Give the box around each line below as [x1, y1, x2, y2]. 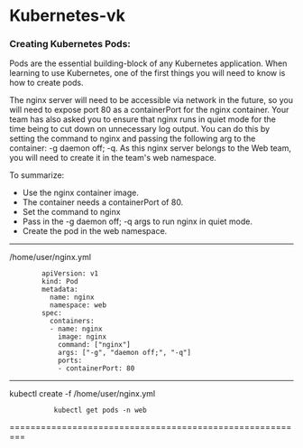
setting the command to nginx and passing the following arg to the [9, 133, 256, 145]
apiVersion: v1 [41, 269, 99, 278]
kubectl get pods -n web [53, 406, 147, 415]
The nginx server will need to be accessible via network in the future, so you [9, 95, 293, 106]
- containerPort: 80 [57, 364, 135, 373]
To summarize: [9, 170, 65, 181]
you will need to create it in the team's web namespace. [9, 153, 216, 163]
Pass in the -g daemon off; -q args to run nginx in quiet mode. [22, 216, 253, 227]
